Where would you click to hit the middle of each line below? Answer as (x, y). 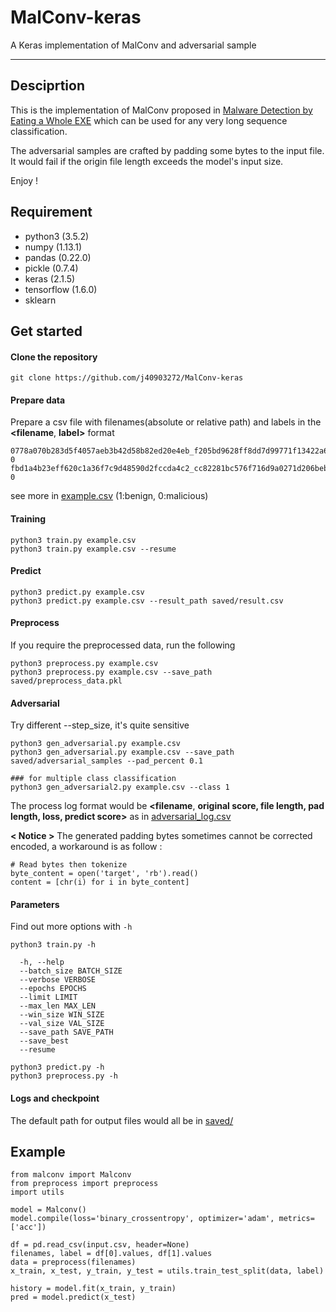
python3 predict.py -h (57, 1067)
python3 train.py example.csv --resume (93, 549)
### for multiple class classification (93, 779)
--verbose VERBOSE (58, 980)
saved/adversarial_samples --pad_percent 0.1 (106, 761)
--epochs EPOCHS (53, 989)
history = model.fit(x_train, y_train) (93, 1289)
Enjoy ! (24, 180)
